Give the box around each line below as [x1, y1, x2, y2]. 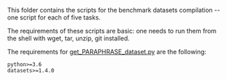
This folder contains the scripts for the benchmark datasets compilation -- [7, 6, 220, 14]
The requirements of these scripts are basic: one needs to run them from [7, 27, 217, 35]
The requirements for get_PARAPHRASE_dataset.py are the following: [7, 48, 207, 56]
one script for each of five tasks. [7, 13, 101, 22]
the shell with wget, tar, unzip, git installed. [7, 34, 130, 42]
